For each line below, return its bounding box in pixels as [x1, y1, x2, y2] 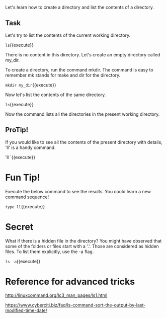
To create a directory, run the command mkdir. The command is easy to [5, 66, 153, 72]
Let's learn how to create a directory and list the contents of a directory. [5, 5, 154, 10]
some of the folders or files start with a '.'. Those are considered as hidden [5, 243, 159, 249]
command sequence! [5, 194, 49, 200]
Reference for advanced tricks [5, 276, 135, 287]
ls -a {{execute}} [5, 258, 41, 264]
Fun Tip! [5, 172, 40, 183]
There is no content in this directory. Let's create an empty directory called [5, 51, 160, 57]
